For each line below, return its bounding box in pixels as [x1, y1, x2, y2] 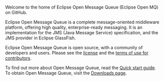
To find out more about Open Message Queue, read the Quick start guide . [5, 65, 157, 71]
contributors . [5, 55, 32, 61]
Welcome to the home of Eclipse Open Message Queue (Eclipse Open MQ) [5, 4, 159, 10]
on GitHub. [5, 9, 27, 15]
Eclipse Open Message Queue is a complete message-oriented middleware [5, 19, 160, 25]
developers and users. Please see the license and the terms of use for [5, 50, 149, 56]
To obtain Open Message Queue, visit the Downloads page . [5, 70, 127, 76]
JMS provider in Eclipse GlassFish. [5, 35, 76, 41]
